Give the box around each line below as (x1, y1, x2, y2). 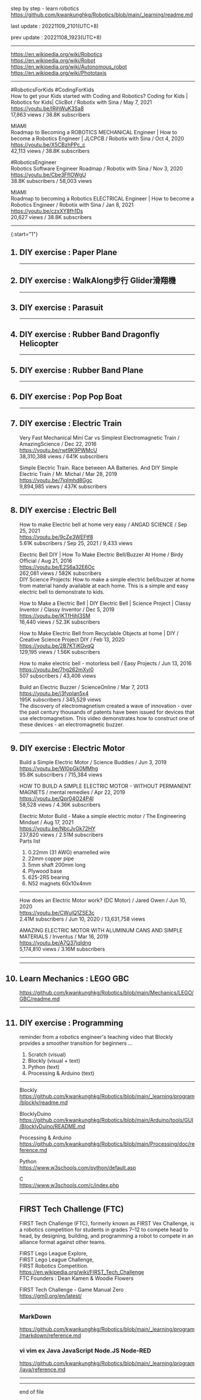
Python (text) (27, 1063, 60, 1070)
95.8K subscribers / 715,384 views (19, 771, 103, 778)
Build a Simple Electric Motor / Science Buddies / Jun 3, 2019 (19, 759, 167, 766)
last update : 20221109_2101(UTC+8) (11, 23, 99, 29)
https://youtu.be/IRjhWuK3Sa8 (11, 105, 84, 112)
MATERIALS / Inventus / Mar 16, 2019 (19, 933, 109, 940)
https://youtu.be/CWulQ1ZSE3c (19, 910, 95, 917)
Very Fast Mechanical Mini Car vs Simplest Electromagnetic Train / (19, 434, 180, 441)
